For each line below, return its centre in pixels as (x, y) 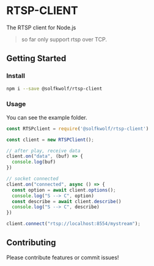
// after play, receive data (43, 151)
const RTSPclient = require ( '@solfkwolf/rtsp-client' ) (78, 129)
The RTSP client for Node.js (41, 27)
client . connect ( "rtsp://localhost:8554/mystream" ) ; (73, 224)
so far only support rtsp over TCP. (64, 39)
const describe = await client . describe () (67, 201)
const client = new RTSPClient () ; (50, 140)
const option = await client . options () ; (64, 190)
